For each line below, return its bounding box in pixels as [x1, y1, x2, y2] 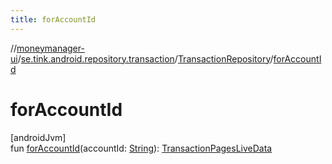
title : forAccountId [10, 14, 97, 25]
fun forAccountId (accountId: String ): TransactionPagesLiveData [10, 142, 273, 154]
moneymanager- [16, 42, 85, 54]
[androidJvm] [10, 131, 67, 143]
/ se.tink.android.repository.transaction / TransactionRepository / [17, 52, 274, 65]
